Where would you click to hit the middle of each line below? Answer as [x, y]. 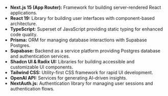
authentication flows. [32, 89]
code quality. [24, 34]
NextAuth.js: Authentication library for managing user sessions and [81, 83]
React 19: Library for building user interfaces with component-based [82, 18]
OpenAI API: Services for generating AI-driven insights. [69, 78]
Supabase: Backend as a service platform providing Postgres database [85, 51]
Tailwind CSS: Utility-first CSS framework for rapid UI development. [81, 73]
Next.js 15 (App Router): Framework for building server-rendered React [86, 7]
